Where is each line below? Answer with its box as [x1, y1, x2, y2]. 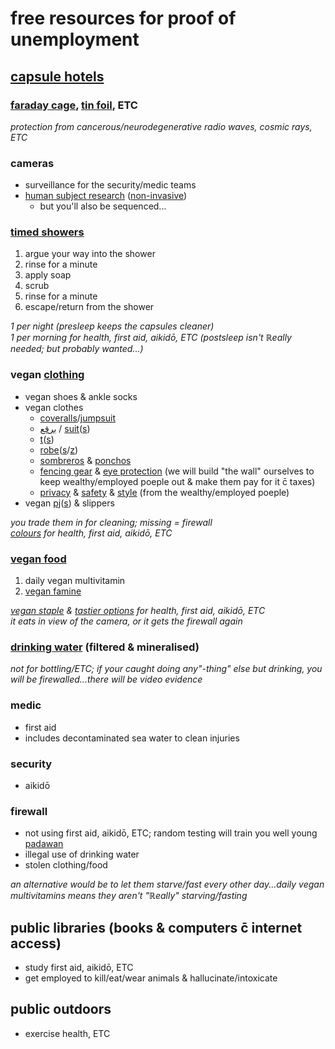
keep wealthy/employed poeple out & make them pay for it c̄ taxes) [39, 475, 316, 487]
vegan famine [24, 585, 82, 597]
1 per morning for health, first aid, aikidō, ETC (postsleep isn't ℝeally [10, 332, 292, 344]
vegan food [10, 552, 67, 566]
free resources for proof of [10, 7, 237, 30]
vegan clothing [10, 368, 85, 382]
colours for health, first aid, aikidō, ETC [10, 527, 173, 539]
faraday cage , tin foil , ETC [10, 98, 138, 112]
